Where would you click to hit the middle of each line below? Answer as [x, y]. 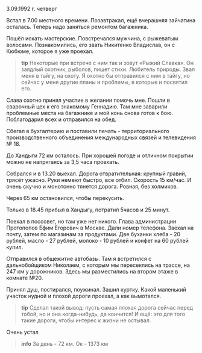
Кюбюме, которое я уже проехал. [50, 51]
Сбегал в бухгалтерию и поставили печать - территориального [88, 131]
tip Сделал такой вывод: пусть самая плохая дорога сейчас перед [107, 308]
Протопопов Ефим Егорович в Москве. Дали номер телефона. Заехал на [100, 228]
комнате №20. [25, 278]
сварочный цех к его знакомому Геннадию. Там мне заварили [87, 107]
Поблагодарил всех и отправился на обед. [61, 119]
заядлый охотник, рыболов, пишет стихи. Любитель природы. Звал [108, 69]
